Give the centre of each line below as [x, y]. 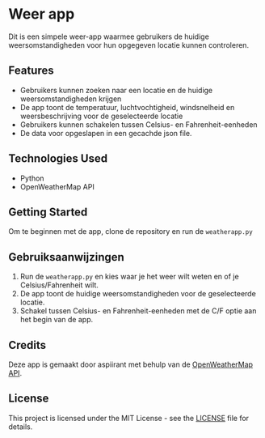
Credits [27, 345]
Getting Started [48, 212]
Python [32, 178]
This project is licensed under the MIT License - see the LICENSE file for [128, 418]
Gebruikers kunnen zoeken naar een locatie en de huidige [116, 90]
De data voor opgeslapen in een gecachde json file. [106, 133]
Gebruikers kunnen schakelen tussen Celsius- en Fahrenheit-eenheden [139, 124]
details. [21, 427]
